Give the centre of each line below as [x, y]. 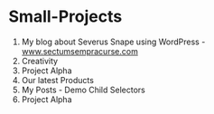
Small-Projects [65, 17]
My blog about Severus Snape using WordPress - [113, 42]
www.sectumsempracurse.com [80, 51]
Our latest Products [57, 80]
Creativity [40, 61]
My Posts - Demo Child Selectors [83, 90]
